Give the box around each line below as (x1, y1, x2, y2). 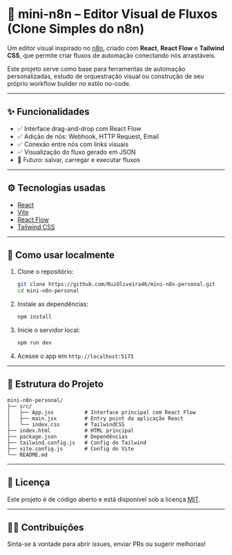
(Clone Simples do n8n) (7, 21, 145, 37)
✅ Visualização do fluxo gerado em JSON (17, 148, 136, 156)
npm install (17, 313, 52, 321)
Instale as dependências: (17, 300, 88, 308)
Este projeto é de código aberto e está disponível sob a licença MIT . (7, 495, 201, 503)
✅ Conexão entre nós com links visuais (17, 140, 129, 148)
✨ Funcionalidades (7, 106, 90, 118)
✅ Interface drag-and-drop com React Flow (17, 124, 142, 132)
